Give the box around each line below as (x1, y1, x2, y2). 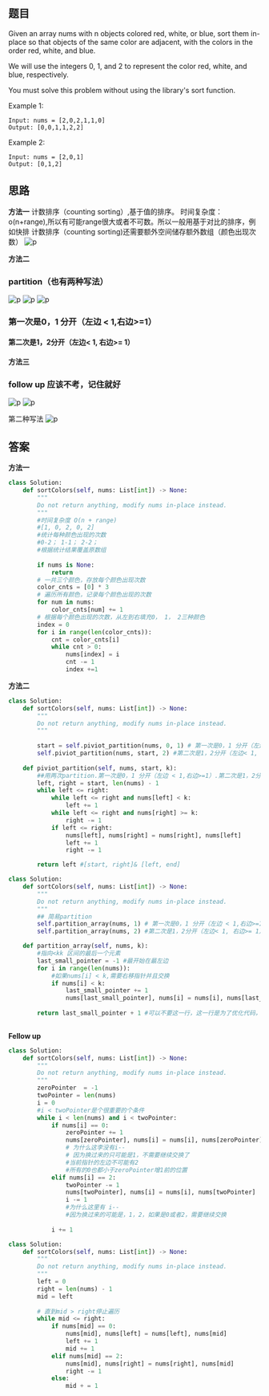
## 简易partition (37, 913, 92, 921)
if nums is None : (37, 560, 94, 569)
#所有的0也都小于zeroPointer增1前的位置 (65, 1166, 188, 1174)
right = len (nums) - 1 (37, 1284, 113, 1293)
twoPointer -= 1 (65, 1181, 120, 1189)
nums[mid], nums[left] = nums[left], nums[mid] (65, 1330, 227, 1338)
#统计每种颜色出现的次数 (37, 531, 106, 539)
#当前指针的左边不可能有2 (65, 1158, 139, 1166)
